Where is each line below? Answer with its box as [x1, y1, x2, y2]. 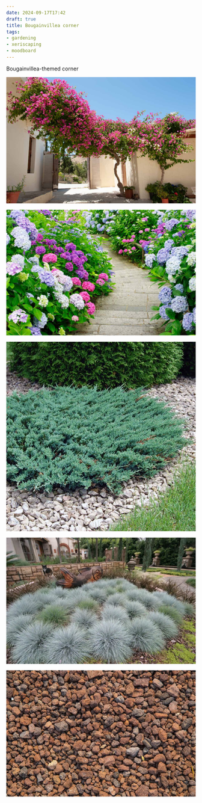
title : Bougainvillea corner [6, 22, 79, 28]
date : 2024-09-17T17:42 [6, 10, 66, 16]
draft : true [6, 16, 36, 22]
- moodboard [6, 48, 36, 54]
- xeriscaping [6, 42, 42, 48]
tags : [6, 29, 20, 35]
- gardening [6, 35, 36, 42]
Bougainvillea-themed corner [6, 65, 79, 72]
